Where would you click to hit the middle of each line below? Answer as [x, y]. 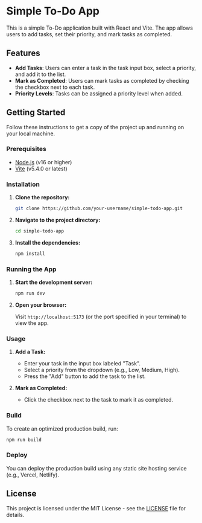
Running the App [31, 269]
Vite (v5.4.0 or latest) [41, 168]
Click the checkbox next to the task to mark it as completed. [99, 400]
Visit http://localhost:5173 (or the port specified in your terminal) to [101, 316]
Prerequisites [26, 149]
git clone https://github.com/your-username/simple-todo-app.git [99, 209]
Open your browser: [41, 305]
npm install [30, 254]
